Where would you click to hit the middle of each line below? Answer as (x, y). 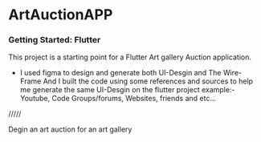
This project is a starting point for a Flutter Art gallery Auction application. (130, 57)
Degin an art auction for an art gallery (70, 129)
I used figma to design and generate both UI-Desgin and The (120, 73)
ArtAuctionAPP (61, 15)
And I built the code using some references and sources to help (148, 81)
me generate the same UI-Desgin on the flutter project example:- (127, 90)
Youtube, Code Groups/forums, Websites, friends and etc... (118, 99)
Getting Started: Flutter (55, 40)
